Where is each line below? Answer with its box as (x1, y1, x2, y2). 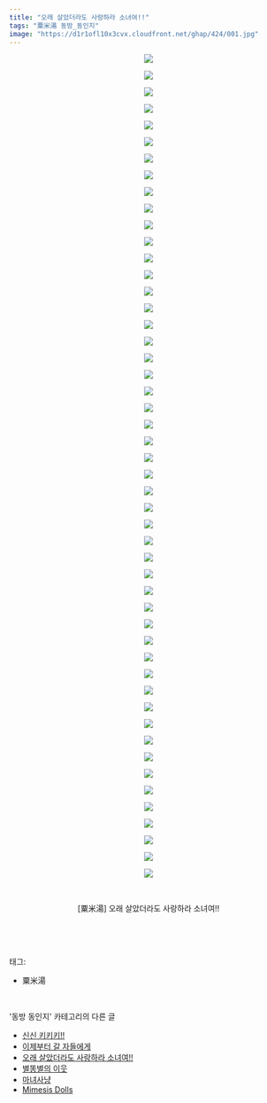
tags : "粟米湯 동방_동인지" (9, 21, 99, 30)
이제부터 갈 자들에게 (21, 1041, 91, 1052)
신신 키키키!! (21, 1030, 65, 1041)
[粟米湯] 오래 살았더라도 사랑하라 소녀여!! (77, 904, 220, 914)
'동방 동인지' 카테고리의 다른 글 (9, 1012, 116, 1022)
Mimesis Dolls (21, 1084, 73, 1095)
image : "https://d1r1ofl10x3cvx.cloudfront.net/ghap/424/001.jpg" (9, 29, 259, 38)
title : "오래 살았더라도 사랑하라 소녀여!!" (9, 12, 150, 22)
